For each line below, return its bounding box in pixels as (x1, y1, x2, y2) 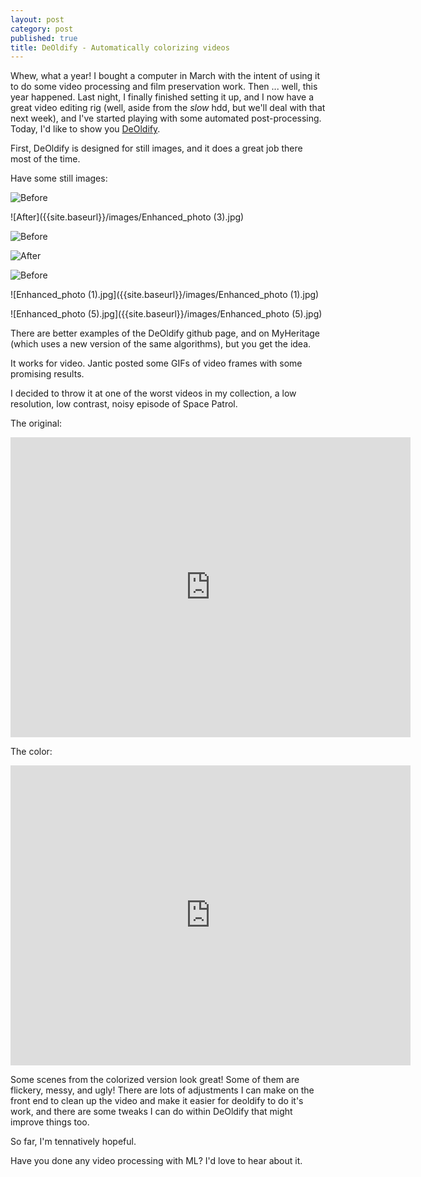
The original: (10, 417, 63, 430)
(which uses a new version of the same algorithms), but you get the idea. (10, 338, 312, 350)
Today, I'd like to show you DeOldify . (10, 123, 161, 135)
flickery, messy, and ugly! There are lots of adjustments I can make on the (10, 1084, 315, 1096)
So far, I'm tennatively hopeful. (10, 1136, 137, 1148)
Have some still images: (10, 172, 108, 185)
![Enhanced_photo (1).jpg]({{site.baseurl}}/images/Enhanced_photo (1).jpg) (10, 289, 320, 301)
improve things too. (10, 1116, 90, 1128)
